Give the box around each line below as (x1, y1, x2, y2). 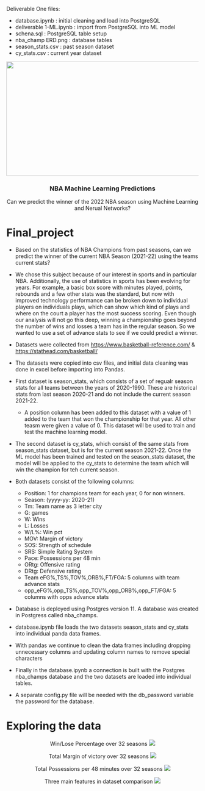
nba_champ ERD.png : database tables (15, 37, 113, 43)
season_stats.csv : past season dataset (15, 43, 114, 50)
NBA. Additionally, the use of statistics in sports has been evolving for (15, 277, 191, 285)
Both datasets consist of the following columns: (15, 478, 135, 485)
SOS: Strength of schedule (24, 542, 92, 549)
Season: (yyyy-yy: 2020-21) (24, 496, 95, 504)
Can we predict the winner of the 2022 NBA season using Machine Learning (7, 198, 198, 206)
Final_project (6, 226, 74, 240)
